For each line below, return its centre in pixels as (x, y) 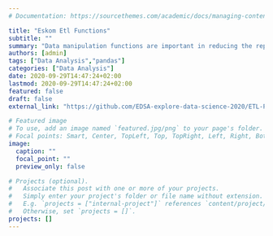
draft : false (30, 98)
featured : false (36, 91)
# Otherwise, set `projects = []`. (72, 212)
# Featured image (38, 121)
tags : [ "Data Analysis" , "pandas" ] (67, 61)
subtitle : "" (30, 38)
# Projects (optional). (49, 181)
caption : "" (36, 151)
